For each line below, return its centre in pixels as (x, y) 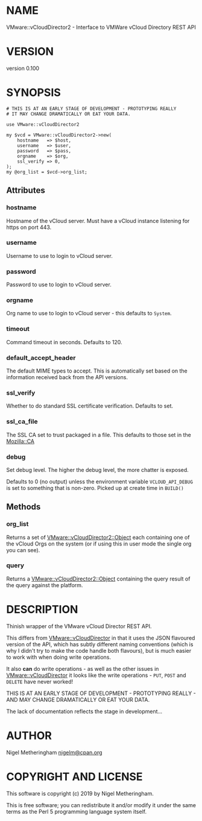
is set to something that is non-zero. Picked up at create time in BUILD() (95, 488)
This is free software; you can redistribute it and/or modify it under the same (101, 805)
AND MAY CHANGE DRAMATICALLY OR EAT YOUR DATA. (78, 699)
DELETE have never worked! (40, 681)
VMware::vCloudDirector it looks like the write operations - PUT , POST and (96, 675)
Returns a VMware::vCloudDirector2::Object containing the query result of (98, 579)
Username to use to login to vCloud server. (59, 256)
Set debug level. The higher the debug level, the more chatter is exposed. (97, 470)
